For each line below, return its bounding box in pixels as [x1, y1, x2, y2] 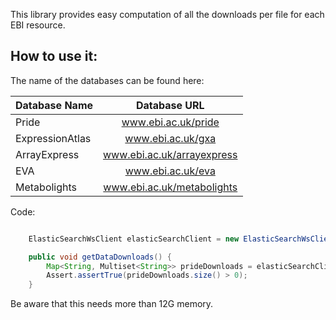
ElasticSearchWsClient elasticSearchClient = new [28, 234, 240, 244]
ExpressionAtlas [15, 131, 92, 145]
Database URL [135, 98, 205, 112]
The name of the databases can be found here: [10, 74, 205, 86]
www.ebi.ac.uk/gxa [124, 131, 217, 145]
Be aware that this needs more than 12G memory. [10, 298, 214, 310]
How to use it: [10, 48, 98, 65]
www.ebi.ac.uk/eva [124, 164, 216, 178]
